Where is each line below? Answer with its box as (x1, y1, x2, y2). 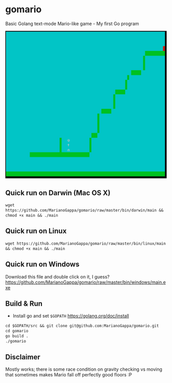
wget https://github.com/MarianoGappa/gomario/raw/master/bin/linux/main (5, 241, 166, 246)
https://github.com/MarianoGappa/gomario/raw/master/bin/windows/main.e (5, 279, 166, 285)
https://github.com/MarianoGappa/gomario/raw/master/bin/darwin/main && (5, 207, 164, 213)
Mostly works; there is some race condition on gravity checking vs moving (5, 366, 163, 372)
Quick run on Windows (5, 260, 80, 269)
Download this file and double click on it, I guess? (5, 273, 110, 280)
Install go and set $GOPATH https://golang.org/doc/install (12, 313, 130, 319)
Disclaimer (5, 352, 40, 361)
